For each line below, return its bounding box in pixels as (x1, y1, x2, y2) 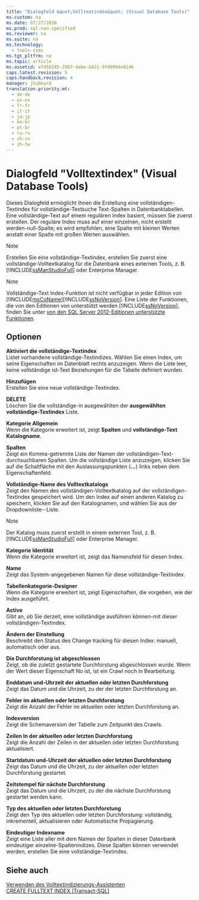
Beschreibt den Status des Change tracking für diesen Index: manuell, (6, 637, 178, 645)
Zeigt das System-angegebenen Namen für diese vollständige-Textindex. (6, 571, 186, 578)
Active (6, 607, 23, 614)
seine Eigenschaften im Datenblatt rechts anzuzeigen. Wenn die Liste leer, (6, 360, 188, 367)
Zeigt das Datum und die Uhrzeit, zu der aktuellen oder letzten (6, 763, 159, 770)
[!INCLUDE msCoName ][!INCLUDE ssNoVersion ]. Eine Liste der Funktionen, (6, 295, 188, 303)
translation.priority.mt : (6, 86, 70, 92)
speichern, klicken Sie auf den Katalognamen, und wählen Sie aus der (6, 500, 177, 507)
